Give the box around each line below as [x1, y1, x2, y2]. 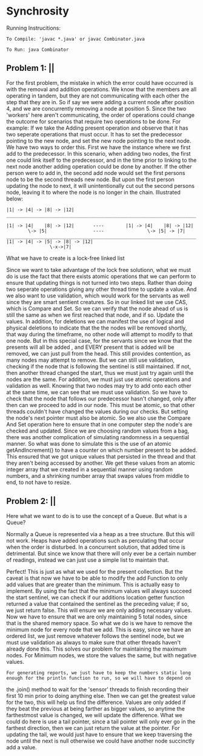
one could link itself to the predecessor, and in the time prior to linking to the [6, 156, 197, 164]
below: [6, 195, 23, 202]
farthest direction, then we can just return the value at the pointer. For [6, 724, 180, 731]
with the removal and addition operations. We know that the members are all [6, 85, 197, 93]
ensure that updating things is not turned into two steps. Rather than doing [6, 279, 193, 286]
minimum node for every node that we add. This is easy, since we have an [6, 626, 191, 633]
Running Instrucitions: [6, 24, 61, 31]
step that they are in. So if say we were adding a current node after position [6, 98, 195, 105]
